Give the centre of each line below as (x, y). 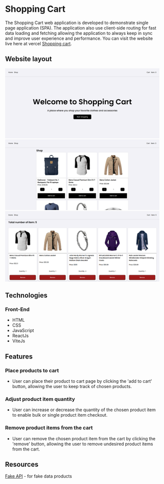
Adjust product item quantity (40, 399)
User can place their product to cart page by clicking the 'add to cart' (82, 381)
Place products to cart (32, 370)
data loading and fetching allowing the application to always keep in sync (79, 33)
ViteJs (19, 341)
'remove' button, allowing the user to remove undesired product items (82, 444)
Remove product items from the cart (49, 428)
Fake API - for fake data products (39, 476)
